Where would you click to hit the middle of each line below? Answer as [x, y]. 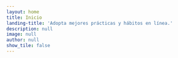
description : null [30, 29]
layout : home [23, 12]
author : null [23, 40]
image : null [21, 34]
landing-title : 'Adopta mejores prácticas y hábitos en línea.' [90, 23]
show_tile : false [28, 46]
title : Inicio [24, 18]
